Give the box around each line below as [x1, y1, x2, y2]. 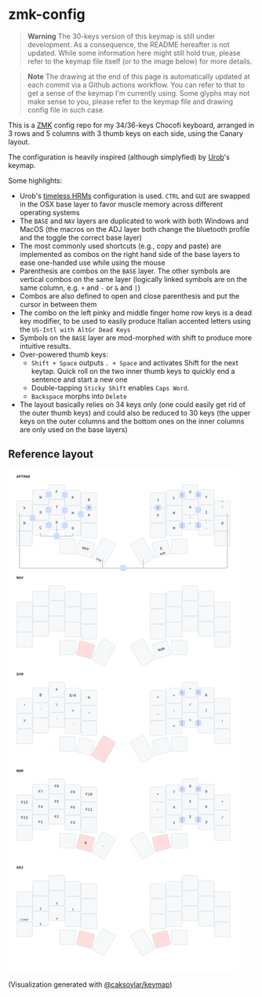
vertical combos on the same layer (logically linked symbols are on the [19, 274, 247, 284]
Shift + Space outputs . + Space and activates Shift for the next [31, 357, 238, 367]
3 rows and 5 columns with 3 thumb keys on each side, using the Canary [8, 128, 243, 138]
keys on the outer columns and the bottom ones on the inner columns [19, 416, 245, 426]
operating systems [19, 207, 80, 217]
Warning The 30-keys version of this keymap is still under [27, 31, 216, 41]
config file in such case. [27, 104, 105, 115]
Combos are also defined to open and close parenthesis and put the [19, 291, 240, 300]
